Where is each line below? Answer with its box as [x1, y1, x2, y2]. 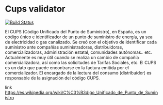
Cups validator [5, 3, 65, 15]
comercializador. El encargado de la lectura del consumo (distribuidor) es [5, 70, 152, 75]
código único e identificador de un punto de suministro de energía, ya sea [5, 34, 153, 40]
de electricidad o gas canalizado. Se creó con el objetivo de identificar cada [5, 39, 157, 45]
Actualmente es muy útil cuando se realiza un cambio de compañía [5, 54, 139, 60]
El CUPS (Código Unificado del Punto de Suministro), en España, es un [5, 29, 147, 34]
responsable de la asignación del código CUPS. [5, 75, 100, 81]
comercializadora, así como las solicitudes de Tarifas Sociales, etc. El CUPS [5, 60, 157, 65]
